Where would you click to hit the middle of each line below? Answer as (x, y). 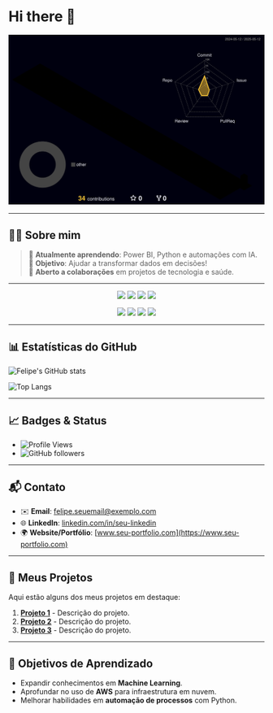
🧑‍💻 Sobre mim (45, 235)
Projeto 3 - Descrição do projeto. (76, 630)
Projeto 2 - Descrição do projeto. (76, 622)
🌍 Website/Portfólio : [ (58, 533)
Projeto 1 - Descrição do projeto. (75, 613)
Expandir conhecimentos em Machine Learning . (101, 683)
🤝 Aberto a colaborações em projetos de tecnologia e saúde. (131, 272)
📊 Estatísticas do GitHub (73, 348)
